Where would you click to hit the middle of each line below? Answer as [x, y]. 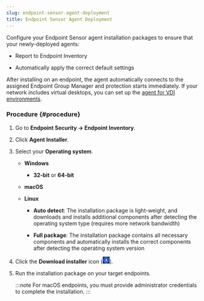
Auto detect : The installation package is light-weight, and [105, 210]
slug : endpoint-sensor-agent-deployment [58, 13]
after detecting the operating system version [89, 248]
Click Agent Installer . [42, 140]
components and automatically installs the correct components [112, 241]
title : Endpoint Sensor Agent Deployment [59, 19]
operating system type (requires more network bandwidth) [107, 223]
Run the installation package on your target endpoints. [83, 273]
